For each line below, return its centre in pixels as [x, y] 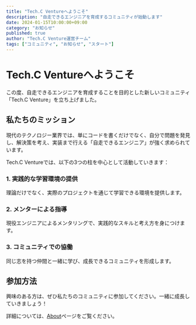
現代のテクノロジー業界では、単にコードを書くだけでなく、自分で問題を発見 [98, 135]
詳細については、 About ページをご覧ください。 [62, 316]
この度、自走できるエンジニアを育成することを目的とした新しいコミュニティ [98, 92]
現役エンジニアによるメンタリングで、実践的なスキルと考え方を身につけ [93, 223]
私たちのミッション [41, 120]
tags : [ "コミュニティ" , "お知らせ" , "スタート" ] [60, 45]
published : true [26, 33]
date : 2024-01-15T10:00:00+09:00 [47, 22]
